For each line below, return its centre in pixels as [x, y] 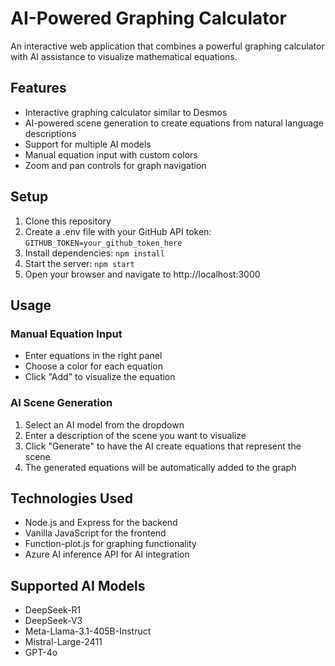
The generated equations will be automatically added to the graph [160, 467]
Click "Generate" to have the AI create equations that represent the [163, 446]
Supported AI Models [78, 585]
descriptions [50, 133]
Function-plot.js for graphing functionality [110, 544]
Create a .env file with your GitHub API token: [118, 231]
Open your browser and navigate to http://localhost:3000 [142, 274]
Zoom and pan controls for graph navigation [115, 165]
